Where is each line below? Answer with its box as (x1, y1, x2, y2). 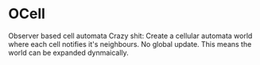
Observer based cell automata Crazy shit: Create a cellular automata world (8, 31, 253, 40)
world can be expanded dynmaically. (8, 48, 129, 57)
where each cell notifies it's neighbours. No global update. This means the (8, 39, 252, 48)
